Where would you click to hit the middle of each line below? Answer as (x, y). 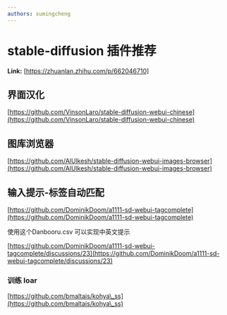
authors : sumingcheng (39, 14)
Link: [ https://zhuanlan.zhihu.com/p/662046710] (78, 70)
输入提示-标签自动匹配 (56, 192)
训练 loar (22, 280)
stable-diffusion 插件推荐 (82, 51)
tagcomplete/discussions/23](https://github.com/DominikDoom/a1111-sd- (114, 253)
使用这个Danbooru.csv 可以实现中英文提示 (69, 232)
